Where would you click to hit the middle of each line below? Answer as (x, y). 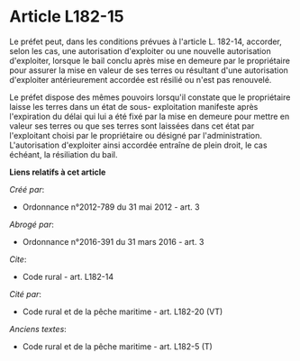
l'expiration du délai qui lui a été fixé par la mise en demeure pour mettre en (150, 116)
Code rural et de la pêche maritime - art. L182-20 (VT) (123, 311)
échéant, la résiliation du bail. (64, 154)
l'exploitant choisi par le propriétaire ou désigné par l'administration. (136, 135)
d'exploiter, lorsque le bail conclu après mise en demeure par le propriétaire (150, 60)
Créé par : (27, 189)
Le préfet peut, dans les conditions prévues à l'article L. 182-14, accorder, (145, 41)
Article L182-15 (67, 17)
